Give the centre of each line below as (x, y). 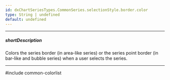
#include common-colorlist (33, 73)
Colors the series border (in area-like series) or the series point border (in (82, 53)
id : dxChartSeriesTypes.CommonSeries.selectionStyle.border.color (77, 10)
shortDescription (24, 40)
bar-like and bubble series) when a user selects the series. (66, 58)
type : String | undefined (32, 15)
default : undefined (26, 19)
